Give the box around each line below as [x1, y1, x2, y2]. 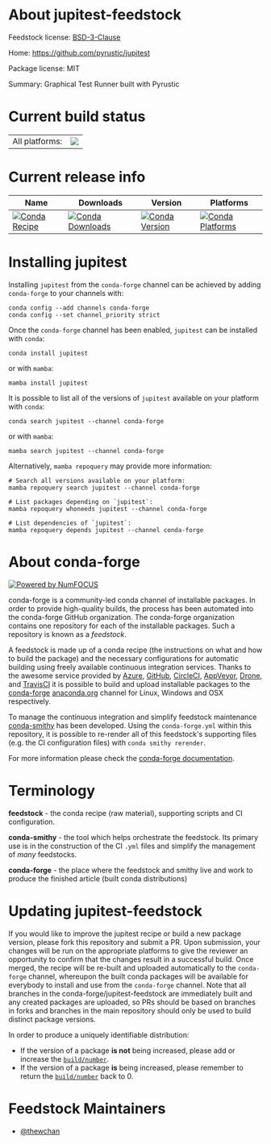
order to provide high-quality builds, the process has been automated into [8, 603, 254, 614]
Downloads [77, 197, 123, 208]
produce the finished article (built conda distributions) [8, 873, 188, 884]
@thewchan [19, 1126, 60, 1136]
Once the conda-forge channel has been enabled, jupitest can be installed [8, 325, 258, 335]
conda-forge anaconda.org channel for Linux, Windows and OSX [8, 688, 224, 697]
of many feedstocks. [8, 849, 77, 859]
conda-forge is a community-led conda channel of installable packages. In [8, 595, 256, 605]
